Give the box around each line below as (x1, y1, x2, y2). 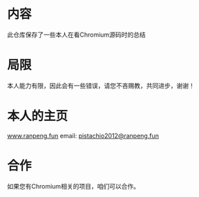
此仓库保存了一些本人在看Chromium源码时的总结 (7, 30, 146, 39)
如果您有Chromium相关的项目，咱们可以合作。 (7, 182, 140, 190)
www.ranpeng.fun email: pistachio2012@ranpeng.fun (7, 131, 159, 140)
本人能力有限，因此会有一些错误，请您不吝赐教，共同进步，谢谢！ (7, 81, 195, 90)
